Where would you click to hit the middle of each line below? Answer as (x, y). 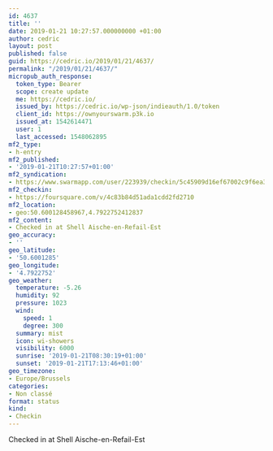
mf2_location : (32, 205)
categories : (28, 386)
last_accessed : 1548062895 (61, 137)
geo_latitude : (32, 250)
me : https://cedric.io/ (56, 99)
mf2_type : (25, 144)
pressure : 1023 (41, 303)
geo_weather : (30, 280)
